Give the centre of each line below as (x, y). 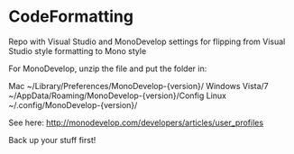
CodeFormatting (71, 17)
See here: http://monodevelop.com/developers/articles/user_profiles (136, 122)
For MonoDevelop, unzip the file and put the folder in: (108, 68)
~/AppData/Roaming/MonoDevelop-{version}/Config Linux (118, 95)
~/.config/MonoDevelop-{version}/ (73, 104)
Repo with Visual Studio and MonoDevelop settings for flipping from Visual (147, 41)
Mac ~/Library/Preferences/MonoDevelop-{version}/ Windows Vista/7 (139, 86)
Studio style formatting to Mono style (78, 50)
